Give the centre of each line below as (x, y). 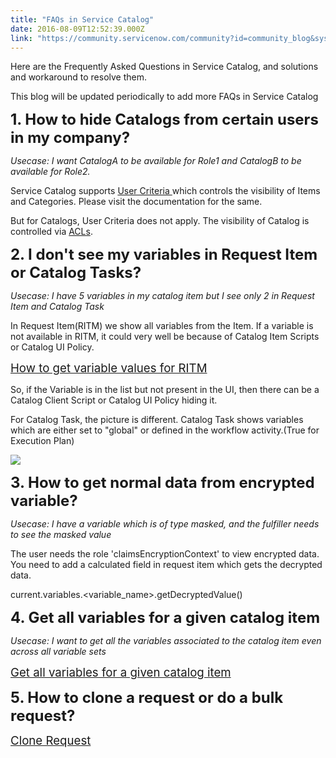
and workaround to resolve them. (78, 77)
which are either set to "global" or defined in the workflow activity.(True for (165, 430)
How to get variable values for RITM (109, 368)
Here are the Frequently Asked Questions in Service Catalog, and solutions (164, 67)
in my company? (70, 138)
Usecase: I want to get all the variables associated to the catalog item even (166, 641)
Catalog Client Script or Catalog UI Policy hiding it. (114, 400)
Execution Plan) (42, 441)
